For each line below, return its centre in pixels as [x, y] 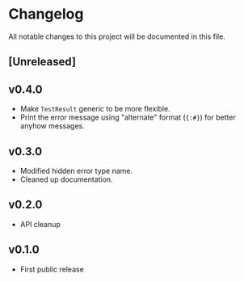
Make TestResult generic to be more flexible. [95, 109]
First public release [52, 269]
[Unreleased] [42, 62]
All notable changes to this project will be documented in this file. [117, 36]
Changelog [46, 14]
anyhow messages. [52, 126]
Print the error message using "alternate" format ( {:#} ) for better [128, 117]
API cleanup [40, 224]
